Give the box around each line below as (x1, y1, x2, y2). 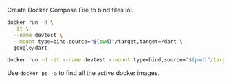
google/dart (13, 44, 48, 51)
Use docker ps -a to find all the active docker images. (7, 69, 160, 77)
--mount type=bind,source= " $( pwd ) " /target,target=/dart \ (13, 38, 184, 45)
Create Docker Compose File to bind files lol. (7, 6, 134, 14)
